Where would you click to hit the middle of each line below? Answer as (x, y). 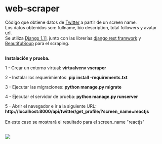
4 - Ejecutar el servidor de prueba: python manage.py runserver (72, 96)
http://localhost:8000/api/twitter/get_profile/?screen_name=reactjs (77, 111)
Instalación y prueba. (27, 58)
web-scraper (33, 9)
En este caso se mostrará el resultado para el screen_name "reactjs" (75, 122)
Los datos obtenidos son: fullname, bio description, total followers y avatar (81, 27)
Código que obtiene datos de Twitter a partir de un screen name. (71, 22)
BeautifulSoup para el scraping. (37, 43)
